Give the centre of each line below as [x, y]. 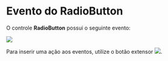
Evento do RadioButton [65, 11]
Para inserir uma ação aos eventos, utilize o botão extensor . [84, 51]
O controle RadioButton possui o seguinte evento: [68, 28]
